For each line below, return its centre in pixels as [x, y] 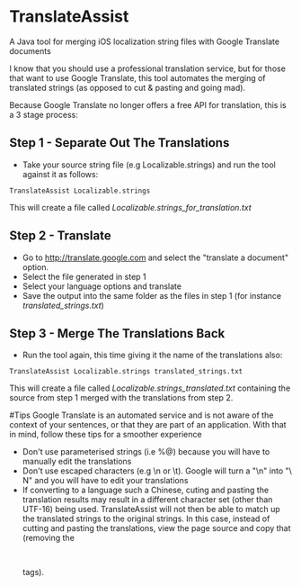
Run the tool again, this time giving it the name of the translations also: [152, 355]
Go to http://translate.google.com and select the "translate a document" [155, 257]
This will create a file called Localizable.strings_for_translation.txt [130, 207]
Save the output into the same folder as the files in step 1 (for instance [152, 295]
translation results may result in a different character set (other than [147, 500]
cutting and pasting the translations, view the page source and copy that [156, 528]
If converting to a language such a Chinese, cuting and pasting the [146, 490]
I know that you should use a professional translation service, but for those [147, 68]
